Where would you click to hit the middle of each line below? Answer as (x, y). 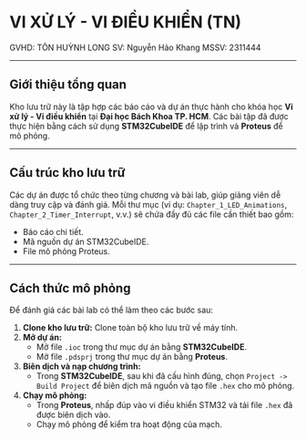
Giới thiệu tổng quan (68, 85)
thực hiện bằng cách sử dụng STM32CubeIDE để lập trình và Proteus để (147, 126)
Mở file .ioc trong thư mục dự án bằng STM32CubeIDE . (142, 347)
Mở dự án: (42, 337)
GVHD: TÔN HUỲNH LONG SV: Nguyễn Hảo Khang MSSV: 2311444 (135, 47)
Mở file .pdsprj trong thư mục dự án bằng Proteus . (132, 357)
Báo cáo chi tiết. (53, 231)
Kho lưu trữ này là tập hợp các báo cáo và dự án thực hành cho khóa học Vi (151, 107)
